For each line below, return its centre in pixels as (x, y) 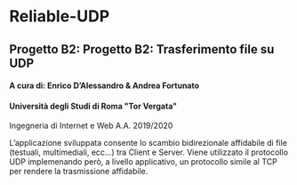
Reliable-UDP (60, 16)
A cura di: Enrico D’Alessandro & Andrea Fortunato (104, 85)
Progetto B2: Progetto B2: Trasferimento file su (142, 49)
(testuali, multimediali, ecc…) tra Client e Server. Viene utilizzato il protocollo (149, 152)
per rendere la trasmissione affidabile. (79, 172)
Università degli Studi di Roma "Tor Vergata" (93, 106)
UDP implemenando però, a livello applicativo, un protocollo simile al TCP (143, 162)
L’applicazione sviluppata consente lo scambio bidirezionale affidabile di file (148, 143)
